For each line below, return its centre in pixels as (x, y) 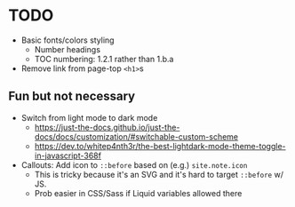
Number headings (68, 49)
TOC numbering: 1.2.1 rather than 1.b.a (104, 59)
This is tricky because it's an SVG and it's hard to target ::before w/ (159, 174)
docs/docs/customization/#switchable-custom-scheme (136, 136)
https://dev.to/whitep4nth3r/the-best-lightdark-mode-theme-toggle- (160, 146)
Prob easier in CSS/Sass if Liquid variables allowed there (138, 193)
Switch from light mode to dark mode (89, 117)
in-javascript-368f (68, 155)
